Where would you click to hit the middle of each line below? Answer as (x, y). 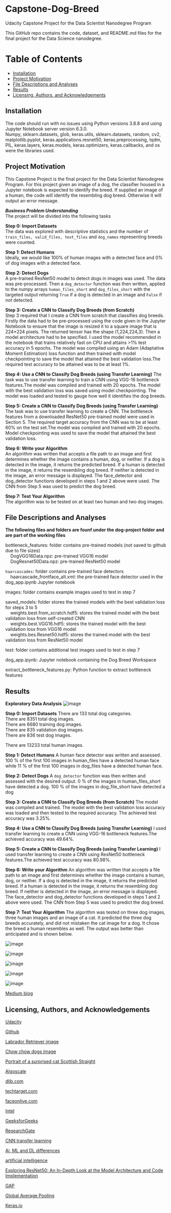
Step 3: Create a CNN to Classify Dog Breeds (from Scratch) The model (82, 802)
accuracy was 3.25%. (28, 818)
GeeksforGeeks (22, 1120)
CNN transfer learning (29, 1140)
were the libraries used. (30, 150)
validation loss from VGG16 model (41, 629)
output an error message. (32, 200)
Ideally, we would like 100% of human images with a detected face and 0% (84, 257)
